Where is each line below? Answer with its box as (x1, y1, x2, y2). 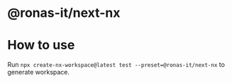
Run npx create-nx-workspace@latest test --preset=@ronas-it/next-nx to (7, 60, 226, 69)
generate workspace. (7, 68, 70, 77)
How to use (7, 37, 75, 53)
